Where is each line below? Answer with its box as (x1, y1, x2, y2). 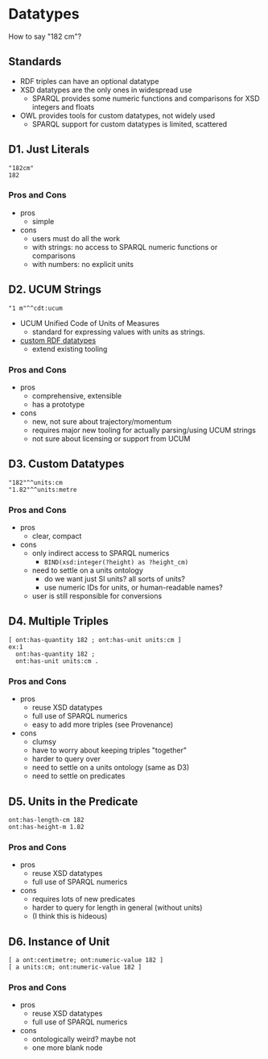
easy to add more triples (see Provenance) (31, 719, 174, 730)
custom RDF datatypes (19, 336, 97, 345)
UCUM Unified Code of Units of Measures (19, 318, 160, 327)
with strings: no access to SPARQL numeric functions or (31, 242, 218, 252)
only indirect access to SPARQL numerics (31, 548, 170, 558)
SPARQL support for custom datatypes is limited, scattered (31, 119, 228, 129)
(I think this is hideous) (31, 911, 108, 921)
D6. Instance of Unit (8, 935, 110, 949)
